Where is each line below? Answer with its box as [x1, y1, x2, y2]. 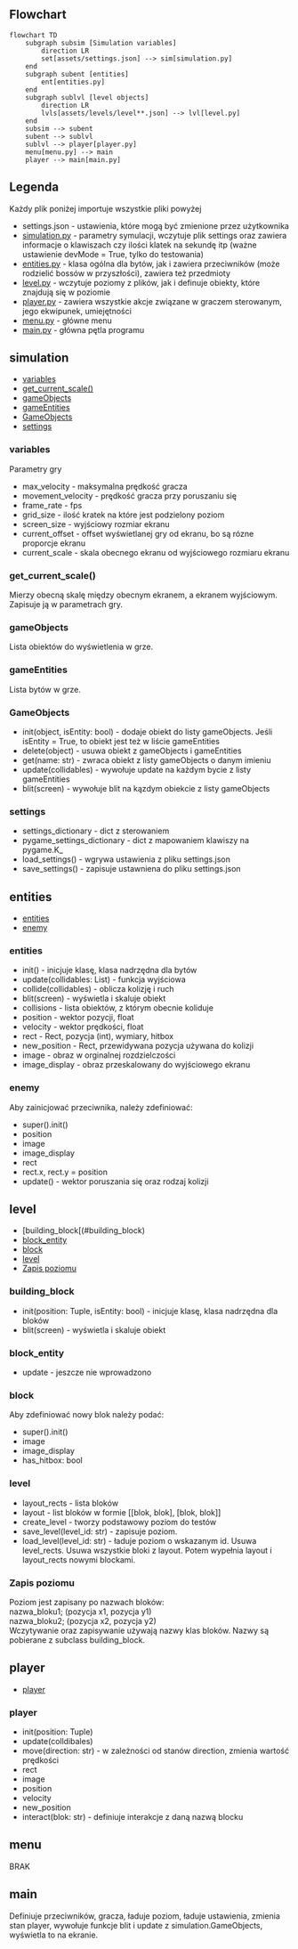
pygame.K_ [21, 845, 64, 856]
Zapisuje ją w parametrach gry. [9, 599, 123, 610]
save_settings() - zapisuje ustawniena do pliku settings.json [21, 864, 242, 874]
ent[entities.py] [41, 77, 105, 86]
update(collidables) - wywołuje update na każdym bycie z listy [21, 764, 252, 775]
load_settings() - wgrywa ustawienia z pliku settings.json [21, 854, 231, 865]
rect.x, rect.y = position [21, 1166, 109, 1177]
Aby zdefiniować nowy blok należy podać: [9, 1409, 165, 1420]
